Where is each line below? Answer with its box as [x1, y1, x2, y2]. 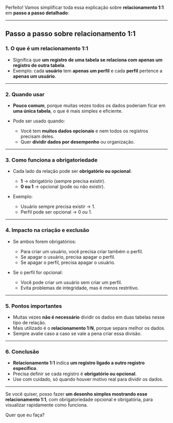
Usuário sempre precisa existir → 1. [20, 203, 96, 210]
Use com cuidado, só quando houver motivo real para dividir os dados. [12, 376, 164, 382]
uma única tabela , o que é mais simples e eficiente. [12, 108, 123, 114]
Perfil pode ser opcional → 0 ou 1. [20, 209, 93, 215]
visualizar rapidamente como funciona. [5, 402, 88, 408]
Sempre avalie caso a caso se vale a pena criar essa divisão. [12, 330, 142, 337]
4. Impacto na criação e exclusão [5, 226, 90, 234]
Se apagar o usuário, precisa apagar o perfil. [20, 254, 116, 260]
